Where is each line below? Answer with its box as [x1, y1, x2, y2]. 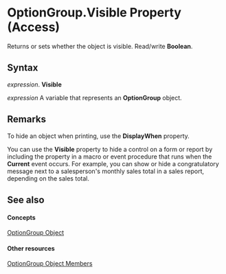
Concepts [7, 213, 36, 221]
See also [7, 194, 45, 205]
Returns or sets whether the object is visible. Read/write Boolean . [7, 42, 193, 50]
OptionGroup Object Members [7, 260, 93, 268]
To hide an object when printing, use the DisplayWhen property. [7, 132, 190, 140]
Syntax [7, 62, 38, 73]
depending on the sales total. [7, 174, 89, 183]
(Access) [7, 19, 60, 35]
